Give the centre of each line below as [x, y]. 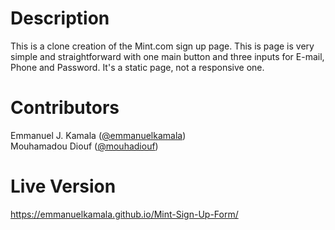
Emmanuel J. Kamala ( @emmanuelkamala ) [98, 135]
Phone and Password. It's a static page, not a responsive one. [137, 67]
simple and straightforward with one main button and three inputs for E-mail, [167, 56]
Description [60, 18]
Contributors [65, 108]
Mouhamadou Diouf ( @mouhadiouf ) [84, 146]
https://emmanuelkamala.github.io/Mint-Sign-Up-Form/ [124, 214]
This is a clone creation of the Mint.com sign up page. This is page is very [162, 46]
